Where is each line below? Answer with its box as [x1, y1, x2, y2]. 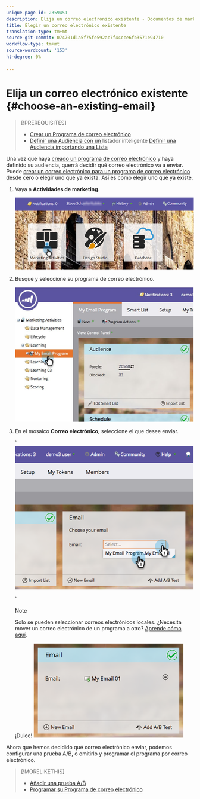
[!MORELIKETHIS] [20, 768, 65, 775]
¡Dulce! [14, 732, 33, 739]
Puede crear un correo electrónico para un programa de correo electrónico [6, 167, 190, 175]
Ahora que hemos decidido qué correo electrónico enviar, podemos [6, 744, 173, 751]
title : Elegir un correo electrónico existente [6, 22, 127, 28]
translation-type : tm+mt [6, 29, 68, 35]
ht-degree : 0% [6, 54, 42, 60]
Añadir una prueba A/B [29, 780, 86, 787]
